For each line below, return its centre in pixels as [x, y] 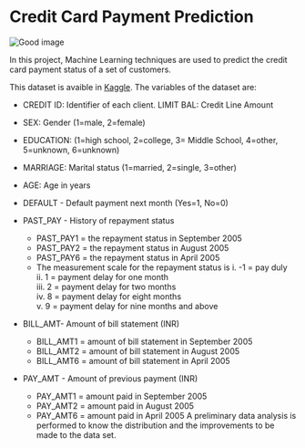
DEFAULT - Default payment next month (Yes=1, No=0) [126, 203]
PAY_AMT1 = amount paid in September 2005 [122, 396]
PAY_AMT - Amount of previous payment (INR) [110, 378]
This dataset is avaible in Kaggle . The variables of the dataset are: [133, 87]
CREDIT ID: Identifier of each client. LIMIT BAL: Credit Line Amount [148, 104]
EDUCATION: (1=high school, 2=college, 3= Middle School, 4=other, [150, 140]
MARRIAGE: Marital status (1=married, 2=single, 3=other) [129, 167]
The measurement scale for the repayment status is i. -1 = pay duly [162, 267]
